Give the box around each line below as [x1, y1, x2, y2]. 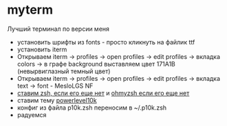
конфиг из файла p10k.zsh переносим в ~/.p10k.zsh [17, 103, 167, 112]
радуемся [17, 110, 47, 118]
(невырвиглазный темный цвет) [17, 67, 111, 75]
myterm [7, 2, 54, 18]
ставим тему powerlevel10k [17, 96, 98, 104]
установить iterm [17, 45, 67, 53]
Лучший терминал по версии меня [7, 25, 110, 33]
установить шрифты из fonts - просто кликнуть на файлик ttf [17, 38, 195, 46]
